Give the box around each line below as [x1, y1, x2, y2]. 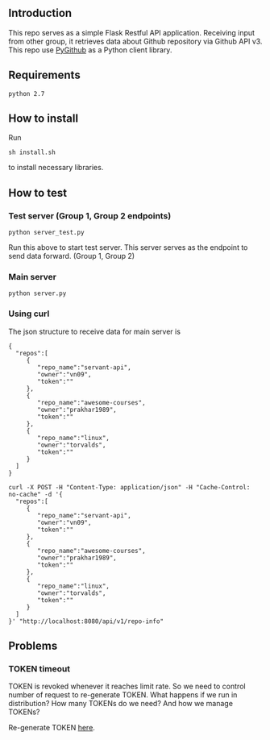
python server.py [8, 289, 67, 297]
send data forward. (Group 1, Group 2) [8, 252, 135, 261]
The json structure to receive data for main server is [8, 326, 181, 336]
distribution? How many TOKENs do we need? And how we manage [8, 699, 234, 709]
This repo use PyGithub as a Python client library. [8, 44, 172, 55]
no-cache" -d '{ [8, 490, 63, 498]
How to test [8, 185, 67, 200]
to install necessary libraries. [8, 163, 104, 173]
